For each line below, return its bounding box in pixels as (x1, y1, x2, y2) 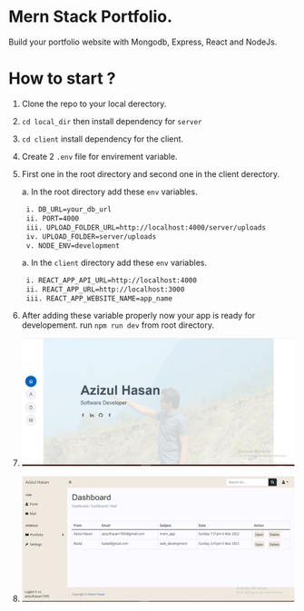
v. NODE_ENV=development (25, 241, 120, 251)
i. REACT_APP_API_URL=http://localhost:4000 (25, 275, 197, 285)
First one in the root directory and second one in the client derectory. (21, 168, 280, 179)
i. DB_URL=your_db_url (25, 204, 113, 214)
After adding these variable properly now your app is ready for (21, 310, 256, 320)
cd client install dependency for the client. (21, 133, 183, 144)
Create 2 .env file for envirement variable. (21, 151, 178, 162)
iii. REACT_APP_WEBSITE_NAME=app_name (25, 293, 173, 303)
